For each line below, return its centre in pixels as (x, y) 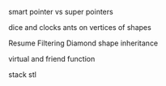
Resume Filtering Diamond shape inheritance (83, 43)
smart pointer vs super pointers (61, 12)
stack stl (22, 75)
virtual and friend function (52, 59)
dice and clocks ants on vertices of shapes (80, 27)
